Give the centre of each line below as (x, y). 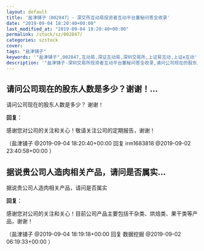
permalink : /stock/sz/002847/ (45, 35)
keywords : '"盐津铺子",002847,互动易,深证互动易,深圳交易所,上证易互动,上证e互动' (102, 57)
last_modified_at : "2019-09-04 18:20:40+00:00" (68, 29)
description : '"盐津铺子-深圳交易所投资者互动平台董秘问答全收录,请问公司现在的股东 (102, 63)
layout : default (27, 12)
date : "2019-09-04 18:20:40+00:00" (51, 23)
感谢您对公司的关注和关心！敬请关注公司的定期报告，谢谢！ (81, 131)
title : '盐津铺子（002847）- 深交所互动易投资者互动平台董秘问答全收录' (88, 18)
